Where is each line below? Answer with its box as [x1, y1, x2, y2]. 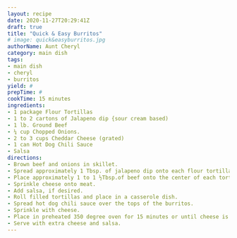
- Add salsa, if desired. [7, 187, 83, 194]
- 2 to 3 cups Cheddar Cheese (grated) [7, 134, 125, 142]
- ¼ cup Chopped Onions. [7, 128, 80, 135]
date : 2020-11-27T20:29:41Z [7, 17, 90, 24]
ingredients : [7, 102, 46, 109]
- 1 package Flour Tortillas [7, 108, 93, 115]
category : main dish [7, 50, 68, 57]
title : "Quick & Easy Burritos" [7, 30, 102, 37]
